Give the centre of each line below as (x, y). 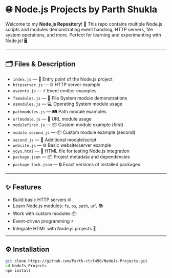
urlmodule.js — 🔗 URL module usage (52, 118)
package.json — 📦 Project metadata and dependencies (71, 156)
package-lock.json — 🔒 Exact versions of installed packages (77, 164)
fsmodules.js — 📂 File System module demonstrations (70, 98)
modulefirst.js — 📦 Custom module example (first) (68, 125)
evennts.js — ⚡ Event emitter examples (55, 90)
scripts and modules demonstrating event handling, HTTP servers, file (79, 29)
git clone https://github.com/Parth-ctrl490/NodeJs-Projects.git (76, 261)
